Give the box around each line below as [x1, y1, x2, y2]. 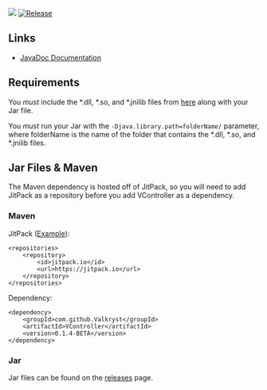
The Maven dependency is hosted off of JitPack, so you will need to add [8, 182, 246, 191]
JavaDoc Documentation [19, 53, 102, 62]
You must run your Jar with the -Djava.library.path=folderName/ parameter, [8, 120, 260, 131]
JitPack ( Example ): [8, 228, 70, 238]
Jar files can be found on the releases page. [8, 373, 154, 383]
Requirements [8, 76, 80, 89]
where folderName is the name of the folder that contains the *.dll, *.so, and [8, 129, 257, 139]
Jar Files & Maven [8, 161, 98, 175]
